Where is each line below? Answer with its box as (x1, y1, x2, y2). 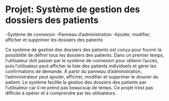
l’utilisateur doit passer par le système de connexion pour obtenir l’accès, (5, 57, 159, 63)
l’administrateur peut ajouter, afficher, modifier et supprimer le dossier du (5, 73, 159, 80)
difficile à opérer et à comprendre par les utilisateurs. (5, 90, 117, 96)
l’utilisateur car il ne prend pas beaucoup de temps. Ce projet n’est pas (5, 84, 154, 90)
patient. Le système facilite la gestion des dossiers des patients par (5, 79, 147, 85)
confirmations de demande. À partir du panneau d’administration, (5, 68, 143, 74)
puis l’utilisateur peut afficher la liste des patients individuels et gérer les (5, 63, 157, 69)
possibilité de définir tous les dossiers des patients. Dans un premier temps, (5, 52, 164, 58)
